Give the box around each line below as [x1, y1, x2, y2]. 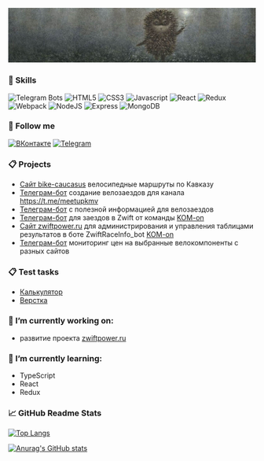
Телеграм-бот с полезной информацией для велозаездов [19, 205, 214, 214]
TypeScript [19, 371, 56, 381]
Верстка [19, 296, 48, 305]
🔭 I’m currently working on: [8, 315, 114, 326]
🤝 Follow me [8, 120, 55, 131]
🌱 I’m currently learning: [8, 352, 102, 363]
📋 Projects [8, 158, 51, 169]
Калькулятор [19, 287, 63, 297]
